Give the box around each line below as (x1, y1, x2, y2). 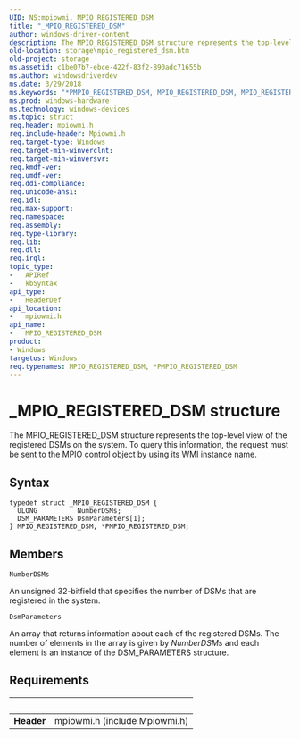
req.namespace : (9, 212, 66, 222)
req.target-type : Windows (9, 138, 105, 147)
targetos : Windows (9, 354, 78, 363)
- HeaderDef (9, 296, 62, 305)
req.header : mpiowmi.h (9, 122, 94, 130)
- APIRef (9, 271, 50, 280)
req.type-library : (9, 229, 78, 238)
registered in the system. (9, 595, 101, 606)
